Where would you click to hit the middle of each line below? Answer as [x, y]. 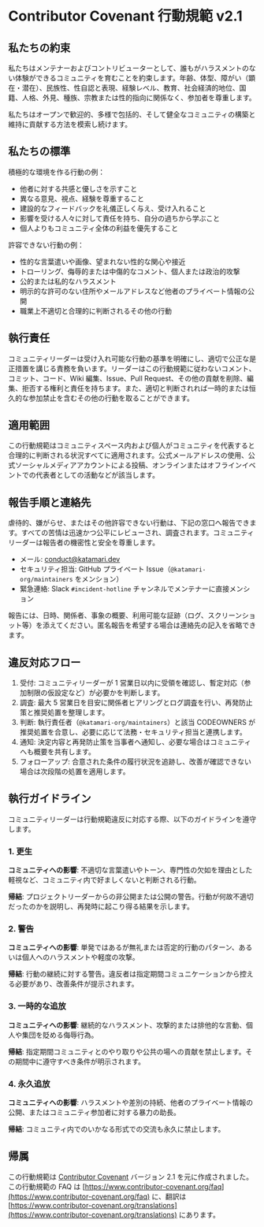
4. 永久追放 [29, 1084]
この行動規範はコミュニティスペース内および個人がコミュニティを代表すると [132, 445]
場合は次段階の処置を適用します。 [74, 772]
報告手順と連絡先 [50, 502]
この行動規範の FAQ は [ [46, 1186]
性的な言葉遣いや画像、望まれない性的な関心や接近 [102, 262]
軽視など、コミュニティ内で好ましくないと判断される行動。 [104, 880]
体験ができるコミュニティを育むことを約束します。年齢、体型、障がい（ [132, 78]
